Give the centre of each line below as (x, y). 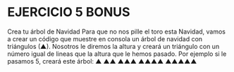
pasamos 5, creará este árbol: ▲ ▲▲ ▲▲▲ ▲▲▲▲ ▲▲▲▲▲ (102, 61)
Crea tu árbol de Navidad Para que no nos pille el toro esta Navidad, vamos (116, 31)
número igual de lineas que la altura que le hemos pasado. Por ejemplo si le (117, 54)
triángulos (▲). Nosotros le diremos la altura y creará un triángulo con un (113, 46)
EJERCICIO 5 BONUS (69, 12)
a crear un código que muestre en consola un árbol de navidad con (105, 38)
